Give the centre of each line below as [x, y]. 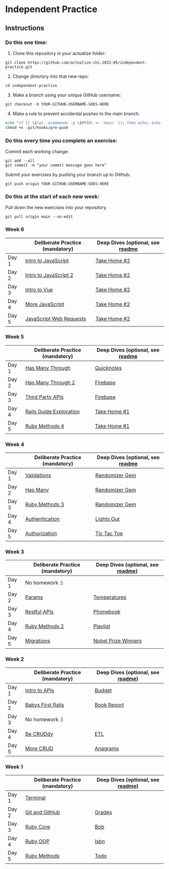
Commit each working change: [37, 151]
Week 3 [15, 552]
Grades [103, 812]
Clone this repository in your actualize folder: [59, 53]
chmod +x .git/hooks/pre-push [37, 127]
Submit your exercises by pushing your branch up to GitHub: [68, 174]
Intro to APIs [39, 690]
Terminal [35, 798]
